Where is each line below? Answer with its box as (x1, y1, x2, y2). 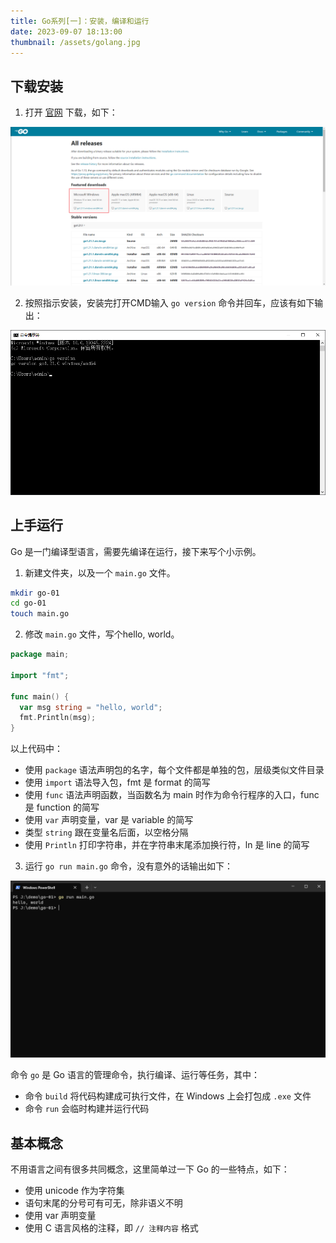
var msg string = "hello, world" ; (19, 702, 163, 712)
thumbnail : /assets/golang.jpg (10, 37, 141, 47)
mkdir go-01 (10, 588, 60, 598)
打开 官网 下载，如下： (24, 106, 118, 119)
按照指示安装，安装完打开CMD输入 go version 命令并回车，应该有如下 (24, 297, 315, 309)
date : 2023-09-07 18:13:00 (10, 26, 123, 37)
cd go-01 (10, 598, 47, 609)
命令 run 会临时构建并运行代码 (24, 1103, 150, 1115)
